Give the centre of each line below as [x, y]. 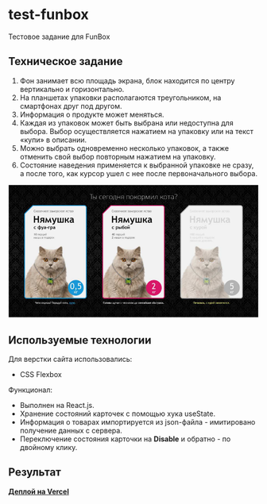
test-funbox [48, 15]
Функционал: [31, 390]
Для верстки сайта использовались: [70, 359]
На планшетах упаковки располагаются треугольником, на [120, 98]
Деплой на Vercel [39, 491]
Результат [35, 473]
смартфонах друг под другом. [71, 106]
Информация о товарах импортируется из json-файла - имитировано [137, 421]
